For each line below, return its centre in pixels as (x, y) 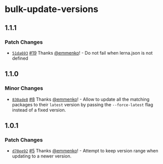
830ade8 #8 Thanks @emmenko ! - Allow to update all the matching (80, 99)
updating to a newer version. (42, 156)
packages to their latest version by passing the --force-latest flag (83, 104)
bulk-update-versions (52, 9)
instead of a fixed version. (39, 110)
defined (20, 58)
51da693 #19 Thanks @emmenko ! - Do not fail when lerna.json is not (82, 53)
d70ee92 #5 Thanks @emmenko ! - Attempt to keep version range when (85, 151)
